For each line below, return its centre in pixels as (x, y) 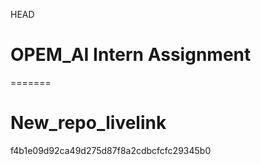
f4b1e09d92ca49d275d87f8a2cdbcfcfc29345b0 (111, 150)
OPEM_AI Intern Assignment (131, 55)
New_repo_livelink (88, 123)
